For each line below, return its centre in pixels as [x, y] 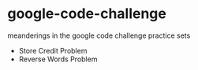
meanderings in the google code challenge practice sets [99, 35]
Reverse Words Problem [58, 59]
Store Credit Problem [53, 50]
